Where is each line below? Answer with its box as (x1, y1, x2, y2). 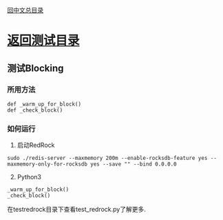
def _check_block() (7, 106, 63, 114)
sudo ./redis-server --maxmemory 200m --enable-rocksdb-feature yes (7, 154, 208, 162)
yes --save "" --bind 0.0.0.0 (90, 161, 177, 168)
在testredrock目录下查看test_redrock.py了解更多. (7, 206, 147, 214)
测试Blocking (7, 62, 64, 74)
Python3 (17, 173, 41, 181)
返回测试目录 (7, 33, 81, 48)
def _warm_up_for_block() (7, 101, 81, 108)
